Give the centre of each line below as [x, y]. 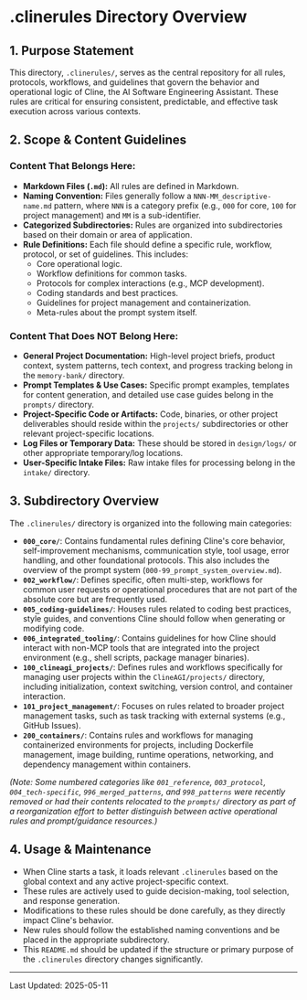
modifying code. [53, 628]
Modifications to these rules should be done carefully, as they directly [154, 910]
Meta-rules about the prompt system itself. [117, 312]
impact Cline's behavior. [68, 920]
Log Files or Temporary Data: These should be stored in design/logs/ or [159, 443]
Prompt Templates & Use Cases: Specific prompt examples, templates [156, 385]
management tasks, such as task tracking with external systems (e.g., [154, 716]
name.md [37, 206]
